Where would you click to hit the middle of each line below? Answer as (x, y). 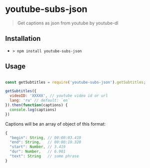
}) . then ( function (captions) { (37, 105)
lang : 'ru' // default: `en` (40, 101)
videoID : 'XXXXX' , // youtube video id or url (59, 96)
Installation (23, 39)
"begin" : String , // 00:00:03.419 (45, 138)
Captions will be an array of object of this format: (56, 124)
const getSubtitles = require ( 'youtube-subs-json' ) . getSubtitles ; (75, 82)
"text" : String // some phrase (44, 156)
